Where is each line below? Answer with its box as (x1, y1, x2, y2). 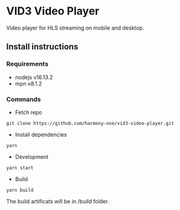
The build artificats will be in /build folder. (6, 197, 109, 205)
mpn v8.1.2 (14, 80, 42, 87)
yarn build (6, 187, 34, 193)
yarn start (6, 165, 34, 171)
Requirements (6, 60, 49, 68)
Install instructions (6, 42, 79, 52)
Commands (6, 95, 41, 103)
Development (14, 153, 49, 161)
